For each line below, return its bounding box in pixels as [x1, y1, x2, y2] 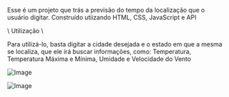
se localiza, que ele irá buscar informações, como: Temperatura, [7, 48, 192, 55]
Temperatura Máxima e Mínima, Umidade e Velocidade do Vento [7, 55, 192, 63]
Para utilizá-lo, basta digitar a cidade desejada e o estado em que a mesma [7, 40, 223, 48]
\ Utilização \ [7, 27, 44, 35]
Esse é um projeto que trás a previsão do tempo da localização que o [7, 6, 205, 14]
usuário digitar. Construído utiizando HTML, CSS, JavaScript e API [7, 13, 196, 21]
